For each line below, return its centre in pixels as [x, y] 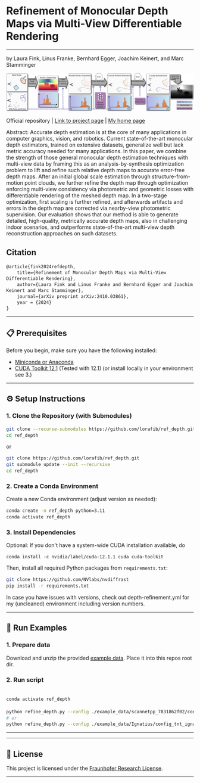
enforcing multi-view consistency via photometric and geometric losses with [100, 189]
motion [15, 183]
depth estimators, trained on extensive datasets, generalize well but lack [95, 145]
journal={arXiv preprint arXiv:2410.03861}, [73, 297]
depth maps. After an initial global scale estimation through [78, 176]
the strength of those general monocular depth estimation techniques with [97, 158]
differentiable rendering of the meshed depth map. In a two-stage [87, 195]
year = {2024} [34, 303]
